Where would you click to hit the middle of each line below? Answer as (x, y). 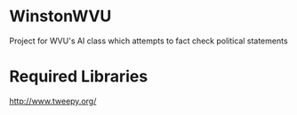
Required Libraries (79, 77)
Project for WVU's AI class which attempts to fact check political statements (148, 41)
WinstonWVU (60, 16)
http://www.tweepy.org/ (53, 101)
